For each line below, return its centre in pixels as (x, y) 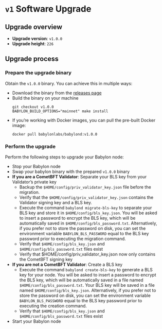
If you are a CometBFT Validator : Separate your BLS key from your (79, 176)
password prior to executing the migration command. (72, 239)
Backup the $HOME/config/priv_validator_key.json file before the (85, 187)
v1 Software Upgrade (48, 9)
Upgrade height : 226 (33, 44)
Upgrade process (32, 59)
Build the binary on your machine (45, 98)
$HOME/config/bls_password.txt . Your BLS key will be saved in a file (87, 285)
